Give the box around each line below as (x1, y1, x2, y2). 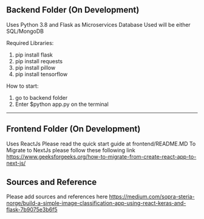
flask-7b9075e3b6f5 (6, 206, 58, 214)
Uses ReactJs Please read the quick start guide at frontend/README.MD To (6, 140, 196, 147)
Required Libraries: (6, 39, 54, 46)
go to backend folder (15, 94, 68, 101)
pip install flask (15, 51, 53, 58)
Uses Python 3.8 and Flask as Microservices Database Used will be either (6, 21, 191, 28)
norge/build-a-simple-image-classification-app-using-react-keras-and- (6, 200, 186, 207)
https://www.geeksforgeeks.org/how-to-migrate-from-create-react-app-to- (6, 153, 197, 160)
